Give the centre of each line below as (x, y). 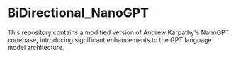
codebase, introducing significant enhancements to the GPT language (109, 39)
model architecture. (36, 47)
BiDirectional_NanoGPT (78, 13)
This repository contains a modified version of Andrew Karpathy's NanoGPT (118, 32)
